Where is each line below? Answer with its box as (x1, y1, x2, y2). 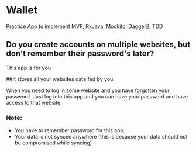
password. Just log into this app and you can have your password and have (6, 93, 188, 100)
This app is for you (6, 64, 51, 71)
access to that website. (6, 99, 63, 106)
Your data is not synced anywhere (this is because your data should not (14, 133, 188, 140)
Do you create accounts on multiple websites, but (6, 40, 191, 50)
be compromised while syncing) (14, 139, 92, 146)
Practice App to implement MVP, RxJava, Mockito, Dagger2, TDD (6, 23, 163, 30)
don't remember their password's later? (6, 49, 154, 59)
